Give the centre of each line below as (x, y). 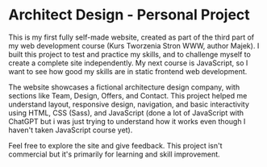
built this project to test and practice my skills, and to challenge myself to (130, 54)
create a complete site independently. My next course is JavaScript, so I (128, 63)
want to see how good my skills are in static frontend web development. (128, 71)
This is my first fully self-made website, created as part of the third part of (131, 37)
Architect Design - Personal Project (129, 15)
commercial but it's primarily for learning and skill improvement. (114, 154)
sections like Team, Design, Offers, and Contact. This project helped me (128, 95)
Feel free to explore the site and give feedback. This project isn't (116, 145)
